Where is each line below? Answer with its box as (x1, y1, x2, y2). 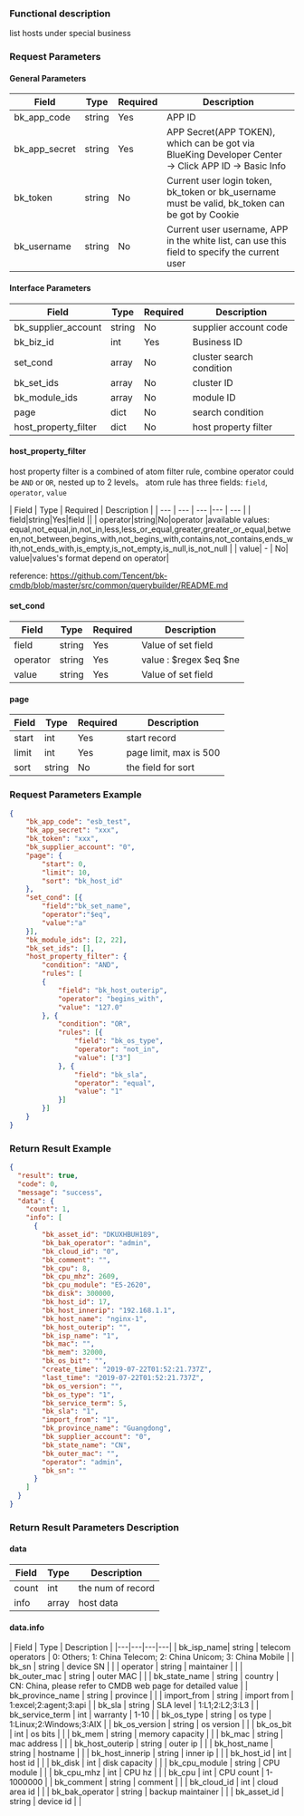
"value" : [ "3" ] (73, 1053, 131, 1062)
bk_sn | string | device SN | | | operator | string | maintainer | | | (9, 1661, 243, 1672)
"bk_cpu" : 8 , (42, 1263, 91, 1273)
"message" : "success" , (17, 1188, 103, 1197)
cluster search (192, 350, 253, 362)
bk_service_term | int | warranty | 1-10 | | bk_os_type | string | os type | (9, 1709, 272, 1720)
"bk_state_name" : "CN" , (42, 1440, 131, 1450)
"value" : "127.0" (57, 1002, 124, 1012)
